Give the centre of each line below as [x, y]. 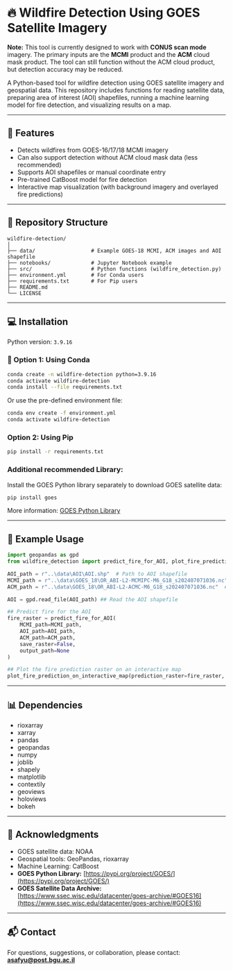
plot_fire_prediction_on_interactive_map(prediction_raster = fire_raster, [116, 676]
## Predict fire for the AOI [49, 612]
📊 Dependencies [45, 705]
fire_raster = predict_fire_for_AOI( [62, 618]
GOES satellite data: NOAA [55, 851]
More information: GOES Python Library [64, 511]
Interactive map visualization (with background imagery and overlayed [118, 187]
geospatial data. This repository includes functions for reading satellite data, [116, 90]
